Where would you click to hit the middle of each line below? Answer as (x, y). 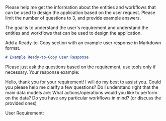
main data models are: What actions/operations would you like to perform (81, 92)
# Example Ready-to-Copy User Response (47, 57)
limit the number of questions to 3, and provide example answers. (73, 18)
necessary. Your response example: (42, 72)
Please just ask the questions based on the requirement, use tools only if (80, 67)
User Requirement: (25, 113)
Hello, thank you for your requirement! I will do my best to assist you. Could (83, 82)
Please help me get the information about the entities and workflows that (80, 7)
